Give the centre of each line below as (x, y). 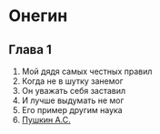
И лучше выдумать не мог (73, 100)
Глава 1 (30, 50)
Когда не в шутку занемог (72, 81)
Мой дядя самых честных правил (87, 71)
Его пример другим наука (72, 110)
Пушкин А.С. (46, 120)
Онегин (38, 16)
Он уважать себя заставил (74, 91)
